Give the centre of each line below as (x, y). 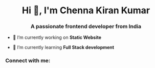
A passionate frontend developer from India (86, 27)
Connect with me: (28, 61)
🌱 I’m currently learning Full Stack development (63, 48)
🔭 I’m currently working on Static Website (57, 37)
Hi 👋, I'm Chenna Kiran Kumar (86, 10)
